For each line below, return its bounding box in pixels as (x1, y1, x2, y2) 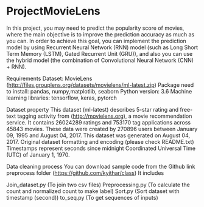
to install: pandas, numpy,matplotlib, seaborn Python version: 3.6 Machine (6, 87, 192, 95)
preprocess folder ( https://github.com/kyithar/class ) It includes (6, 169, 164, 177)
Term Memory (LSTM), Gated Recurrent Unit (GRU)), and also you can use (6, 50, 193, 57)
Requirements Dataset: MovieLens (6, 75, 93, 82)
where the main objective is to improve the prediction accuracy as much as (6, 30, 195, 38)
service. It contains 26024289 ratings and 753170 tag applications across (6, 118, 191, 126)
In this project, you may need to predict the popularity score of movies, (6, 24, 185, 32)
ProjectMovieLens (6, 4, 100, 18)
